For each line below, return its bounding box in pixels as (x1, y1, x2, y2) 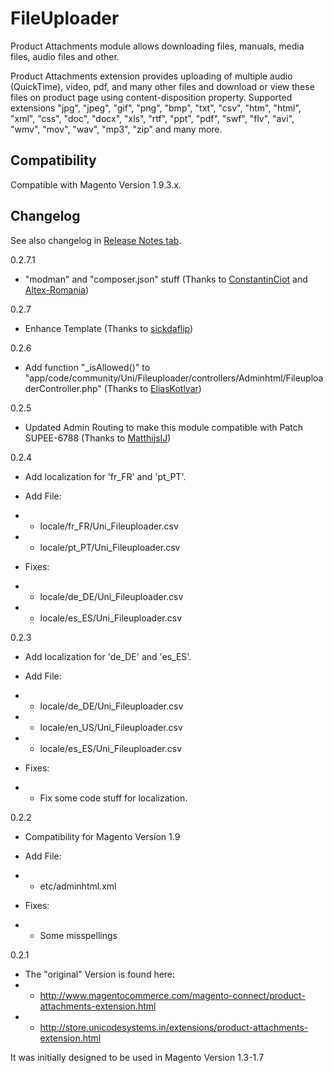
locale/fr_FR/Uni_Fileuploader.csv (39, 520, 179, 532)
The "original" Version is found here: (24, 968, 176, 980)
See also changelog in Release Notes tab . (10, 234, 182, 246)
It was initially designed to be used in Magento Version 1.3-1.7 (10, 1051, 265, 1063)
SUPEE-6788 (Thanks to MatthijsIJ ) (24, 432, 172, 444)
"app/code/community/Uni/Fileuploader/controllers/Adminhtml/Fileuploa (24, 372, 324, 384)
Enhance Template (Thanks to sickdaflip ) (24, 322, 194, 334)
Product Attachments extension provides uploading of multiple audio (10, 70, 293, 82)
